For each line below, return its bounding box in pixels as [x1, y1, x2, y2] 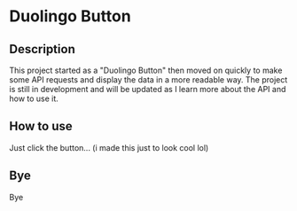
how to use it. [9, 93, 59, 104]
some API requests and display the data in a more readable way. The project [9, 74, 288, 85]
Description [9, 42, 75, 57]
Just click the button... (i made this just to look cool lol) [9, 142, 209, 152]
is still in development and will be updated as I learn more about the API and [9, 84, 286, 94]
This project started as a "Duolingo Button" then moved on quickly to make [9, 65, 283, 75]
